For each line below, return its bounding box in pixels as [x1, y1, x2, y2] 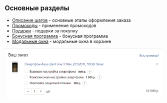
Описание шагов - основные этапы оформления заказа [11, 17, 131, 23]
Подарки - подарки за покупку [11, 27, 78, 34]
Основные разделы [4, 4, 69, 12]
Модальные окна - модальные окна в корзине [11, 38, 111, 44]
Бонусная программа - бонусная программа [11, 33, 108, 39]
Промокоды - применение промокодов [11, 22, 96, 28]
